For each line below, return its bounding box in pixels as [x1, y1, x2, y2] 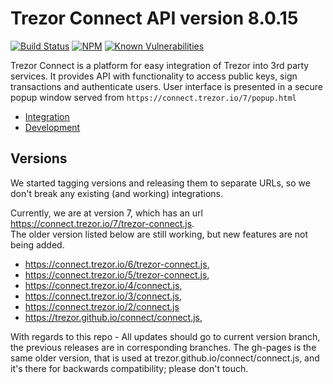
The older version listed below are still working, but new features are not [10, 228, 309, 240]
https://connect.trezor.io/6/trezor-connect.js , [24, 258, 210, 270]
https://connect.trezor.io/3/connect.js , [24, 290, 183, 302]
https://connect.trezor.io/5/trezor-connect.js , [24, 268, 210, 281]
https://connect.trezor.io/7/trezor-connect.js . [10, 217, 195, 229]
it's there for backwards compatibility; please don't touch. [10, 362, 249, 374]
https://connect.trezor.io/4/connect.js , [24, 279, 183, 291]
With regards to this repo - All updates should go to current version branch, [10, 330, 321, 342]
